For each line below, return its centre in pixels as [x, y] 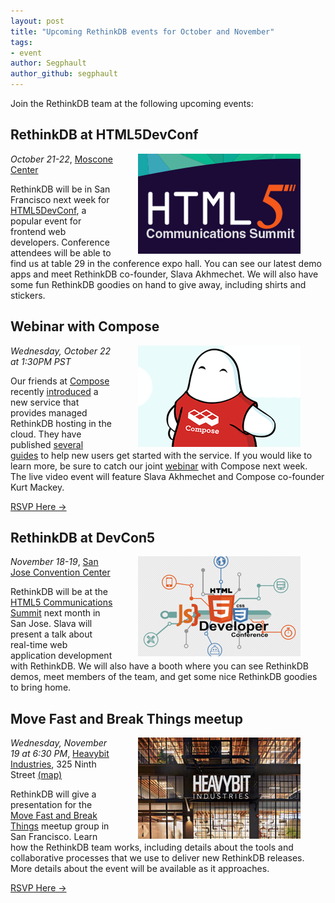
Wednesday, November [59, 743]
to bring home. [41, 687]
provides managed [49, 412]
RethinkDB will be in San [60, 189]
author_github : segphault [64, 74]
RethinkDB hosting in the [61, 423]
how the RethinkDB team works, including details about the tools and [152, 847]
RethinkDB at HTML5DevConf [104, 135]
